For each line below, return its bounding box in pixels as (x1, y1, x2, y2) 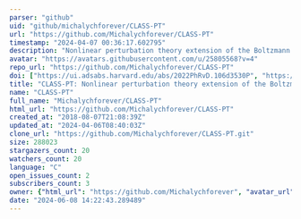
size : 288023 (9, 138, 58, 147)
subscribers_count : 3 (9, 180, 90, 189)
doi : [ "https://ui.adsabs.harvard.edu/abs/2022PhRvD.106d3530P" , (9, 72, 258, 80)
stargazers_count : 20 (9, 146, 90, 155)
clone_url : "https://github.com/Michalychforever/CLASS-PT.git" (9, 130, 254, 139)
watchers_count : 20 (9, 154, 82, 164)
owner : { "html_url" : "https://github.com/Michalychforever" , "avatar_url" (9, 188, 295, 197)
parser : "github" (9, 13, 74, 22)
